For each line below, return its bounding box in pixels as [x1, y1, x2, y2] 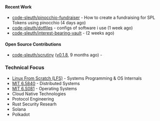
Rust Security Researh [12, 101, 57, 107]
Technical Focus [5, 64, 44, 71]
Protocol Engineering [12, 96, 54, 102]
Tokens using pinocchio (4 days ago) [12, 20, 86, 26]
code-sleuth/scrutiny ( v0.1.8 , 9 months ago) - [12, 52, 102, 58]
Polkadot [12, 111, 30, 117]
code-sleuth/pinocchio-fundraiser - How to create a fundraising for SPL [12, 15, 156, 20]
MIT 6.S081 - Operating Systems [12, 86, 77, 91]
